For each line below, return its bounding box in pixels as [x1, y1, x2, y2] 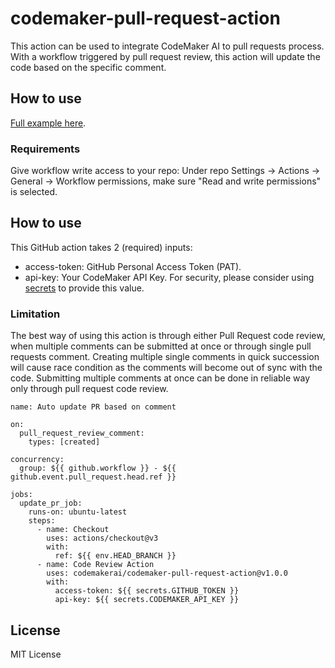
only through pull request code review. [10, 383, 169, 395]
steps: [28, 516, 56, 526]
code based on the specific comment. [10, 61, 167, 73]
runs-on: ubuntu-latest [28, 507, 128, 517]
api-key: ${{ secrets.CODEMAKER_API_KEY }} [54, 595, 240, 605]
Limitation [10, 307, 61, 321]
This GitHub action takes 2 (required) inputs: [10, 241, 193, 253]
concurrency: [10, 455, 65, 465]
